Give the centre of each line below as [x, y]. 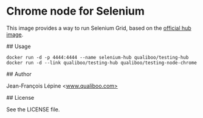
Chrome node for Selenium [75, 11]
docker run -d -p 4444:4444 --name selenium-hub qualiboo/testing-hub [98, 57]
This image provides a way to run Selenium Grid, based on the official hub [99, 28]
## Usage [19, 46]
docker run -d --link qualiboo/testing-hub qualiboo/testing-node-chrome [102, 63]
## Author [19, 74]
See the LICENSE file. [33, 109]
